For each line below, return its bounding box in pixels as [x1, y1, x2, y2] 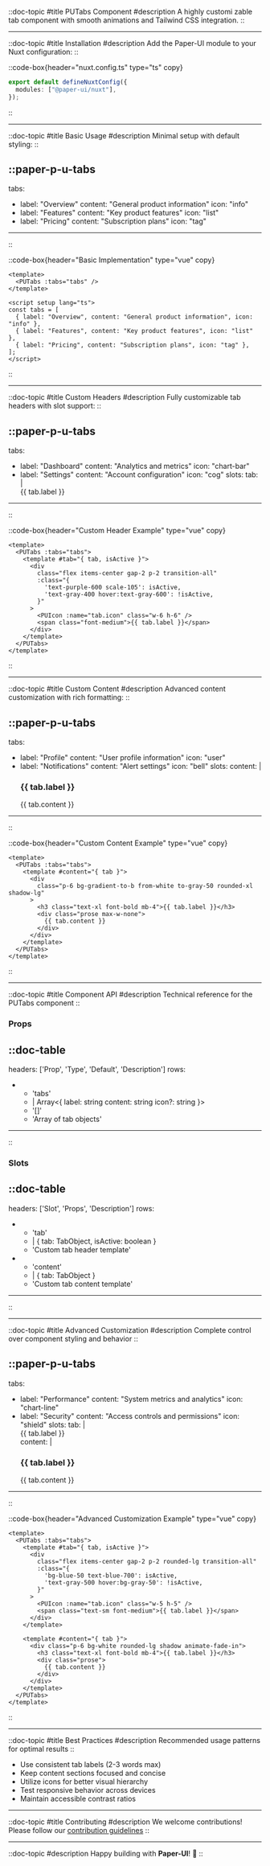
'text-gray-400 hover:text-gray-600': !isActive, [43, 590, 215, 598]
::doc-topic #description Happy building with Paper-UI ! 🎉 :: [8, 1848, 203, 1858]
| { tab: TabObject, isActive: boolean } [31, 1236, 157, 1246]
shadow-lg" [8, 889, 45, 898]
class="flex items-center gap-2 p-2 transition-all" [37, 569, 218, 577]
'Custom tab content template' [31, 1279, 133, 1289]
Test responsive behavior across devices [19, 1785, 156, 1794]
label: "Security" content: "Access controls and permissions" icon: [19, 1411, 239, 1420]
